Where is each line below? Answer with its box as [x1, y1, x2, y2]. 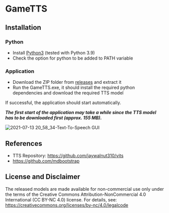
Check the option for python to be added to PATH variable [12, 55, 133, 61]
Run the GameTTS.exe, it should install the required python [12, 84, 135, 91]
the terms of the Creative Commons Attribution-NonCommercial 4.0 [5, 191, 146, 197]
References [5, 139, 42, 148]
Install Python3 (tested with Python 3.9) [12, 49, 95, 56]
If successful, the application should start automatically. [5, 99, 121, 106]
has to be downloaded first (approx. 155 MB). [5, 115, 102, 121]
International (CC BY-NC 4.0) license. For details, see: [5, 196, 117, 202]
